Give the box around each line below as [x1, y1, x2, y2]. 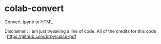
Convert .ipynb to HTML [4, 19, 53, 25]
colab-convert [4, 3, 64, 14]
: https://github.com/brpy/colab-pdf [4, 33, 77, 39]
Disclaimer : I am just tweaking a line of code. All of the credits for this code [4, 28, 157, 34]
